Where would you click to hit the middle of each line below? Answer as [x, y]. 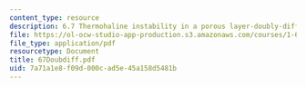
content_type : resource [55, 18]
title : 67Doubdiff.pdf [52, 60]
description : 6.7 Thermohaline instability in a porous [117, 26]
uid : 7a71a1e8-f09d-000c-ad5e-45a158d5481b [93, 69]
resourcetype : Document [55, 52]
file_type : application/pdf [63, 43]
